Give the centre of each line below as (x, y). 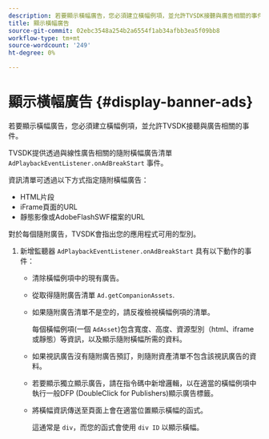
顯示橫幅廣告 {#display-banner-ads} (131, 102)
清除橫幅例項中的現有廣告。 (78, 278)
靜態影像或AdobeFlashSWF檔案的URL (82, 216)
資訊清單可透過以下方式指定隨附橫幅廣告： (78, 179)
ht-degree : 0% (32, 53)
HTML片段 (37, 196)
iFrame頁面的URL (48, 207)
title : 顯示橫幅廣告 (39, 23)
